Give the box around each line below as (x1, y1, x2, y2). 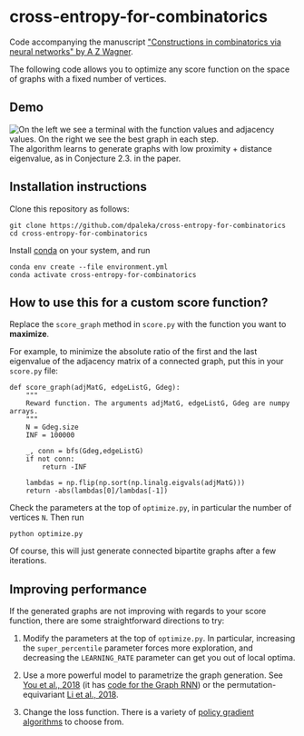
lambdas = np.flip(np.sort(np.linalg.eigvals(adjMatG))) (25, 479, 246, 488)
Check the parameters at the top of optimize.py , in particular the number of (9, 502, 292, 513)
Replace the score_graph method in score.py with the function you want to (9, 319, 287, 330)
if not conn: (25, 454, 75, 464)
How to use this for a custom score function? (9, 294, 269, 310)
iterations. (9, 555, 47, 566)
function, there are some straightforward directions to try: (9, 615, 225, 626)
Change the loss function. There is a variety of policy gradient (22, 707, 254, 718)
